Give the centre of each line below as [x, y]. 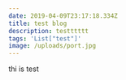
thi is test [24, 69]
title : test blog [38, 23]
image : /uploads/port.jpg [52, 46]
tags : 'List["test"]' [45, 38]
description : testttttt [49, 31]
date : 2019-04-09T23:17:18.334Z [63, 16]
